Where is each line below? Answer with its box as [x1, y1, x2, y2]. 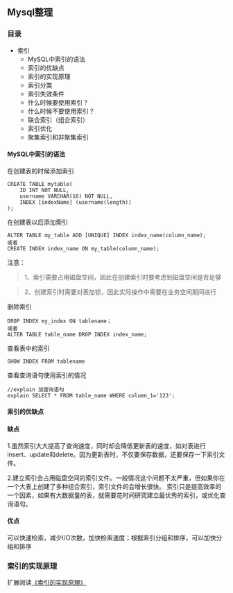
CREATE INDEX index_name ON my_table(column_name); [7, 245, 159, 252]
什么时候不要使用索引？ [27, 107, 95, 115]
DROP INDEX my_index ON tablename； [7, 318, 112, 325]
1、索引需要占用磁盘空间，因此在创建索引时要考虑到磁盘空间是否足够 [24, 273, 222, 281]
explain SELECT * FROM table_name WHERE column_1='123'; [7, 392, 175, 399]
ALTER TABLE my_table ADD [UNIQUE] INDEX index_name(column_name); [7, 232, 207, 239]
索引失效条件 [27, 89, 64, 98]
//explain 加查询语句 [7, 386, 64, 393]
